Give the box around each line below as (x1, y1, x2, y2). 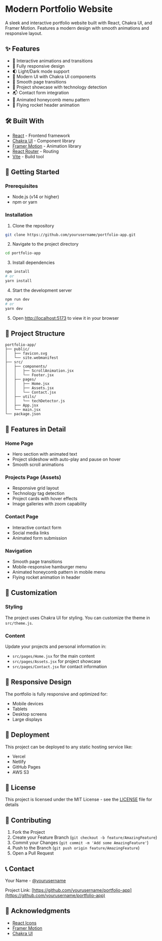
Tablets (12, 706, 28, 712)
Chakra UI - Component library (12, 137, 76, 144)
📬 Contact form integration (12, 89, 69, 95)
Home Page (5, 440, 34, 447)
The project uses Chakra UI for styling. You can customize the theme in (5, 614, 151, 621)
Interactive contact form (12, 524, 62, 530)
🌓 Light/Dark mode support (12, 68, 70, 74)
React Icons (12, 920, 37, 926)
